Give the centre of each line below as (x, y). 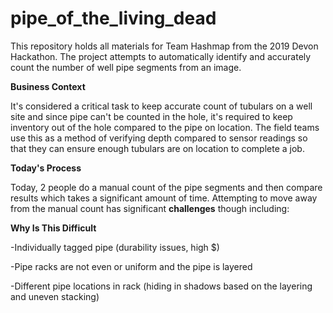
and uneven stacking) (55, 296)
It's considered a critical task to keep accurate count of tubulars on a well (161, 106)
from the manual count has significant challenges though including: (150, 208)
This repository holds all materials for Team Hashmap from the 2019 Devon (164, 46)
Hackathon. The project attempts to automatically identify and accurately (161, 56)
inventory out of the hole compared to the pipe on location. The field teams (165, 127)
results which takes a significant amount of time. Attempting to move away (164, 198)
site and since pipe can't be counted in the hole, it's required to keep (151, 116)
